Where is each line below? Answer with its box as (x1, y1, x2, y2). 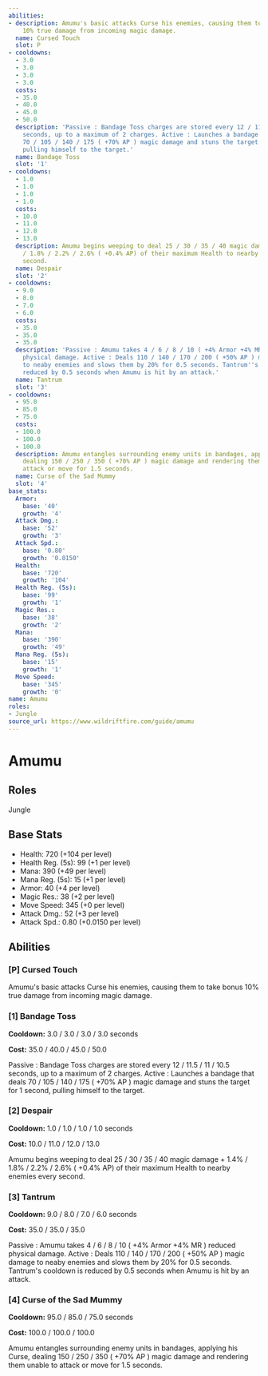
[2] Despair (8, 1105, 53, 1116)
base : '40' (22, 502, 59, 510)
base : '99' (22, 591, 59, 599)
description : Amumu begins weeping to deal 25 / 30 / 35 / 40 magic (15, 242, 248, 250)
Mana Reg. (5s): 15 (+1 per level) (19, 874, 126, 884)
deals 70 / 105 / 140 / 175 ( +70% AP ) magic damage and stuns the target (8, 1076, 250, 1087)
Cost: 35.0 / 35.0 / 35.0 (8, 1225, 85, 1235)
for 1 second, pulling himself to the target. (8, 1085, 145, 1095)
